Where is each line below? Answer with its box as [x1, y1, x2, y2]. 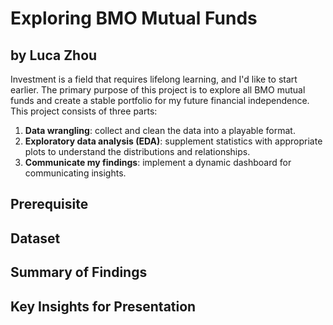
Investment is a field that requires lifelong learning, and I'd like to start [10, 73, 298, 85]
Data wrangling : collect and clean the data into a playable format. [24, 125, 296, 136]
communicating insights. [24, 167, 127, 179]
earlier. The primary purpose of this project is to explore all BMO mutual [10, 84, 306, 96]
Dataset [10, 230, 61, 247]
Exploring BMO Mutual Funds [10, 7, 258, 30]
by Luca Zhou [10, 47, 98, 64]
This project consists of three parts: [10, 105, 158, 117]
